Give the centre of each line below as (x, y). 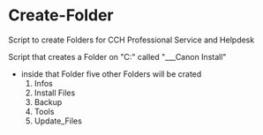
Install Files (55, 93)
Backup (48, 101)
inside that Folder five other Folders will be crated (111, 74)
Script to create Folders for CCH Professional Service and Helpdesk (131, 40)
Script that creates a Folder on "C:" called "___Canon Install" (117, 56)
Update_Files (58, 121)
